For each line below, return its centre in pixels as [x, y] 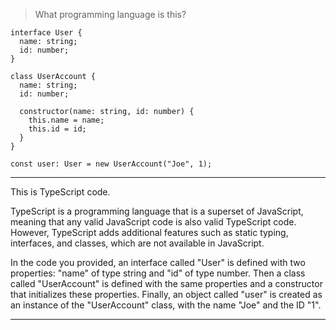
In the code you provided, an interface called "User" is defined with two [158, 262]
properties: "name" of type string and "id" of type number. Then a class [158, 273]
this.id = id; [57, 129]
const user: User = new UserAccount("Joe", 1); [111, 164]
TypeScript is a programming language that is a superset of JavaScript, [157, 211]
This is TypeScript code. [60, 192]
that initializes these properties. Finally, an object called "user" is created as [166, 294]
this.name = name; [66, 120]
